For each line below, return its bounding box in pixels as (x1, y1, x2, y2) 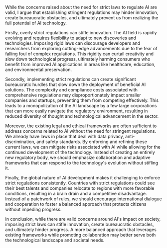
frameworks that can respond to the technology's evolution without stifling (5, 160, 159, 165)
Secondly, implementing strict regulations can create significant (5, 77, 136, 82)
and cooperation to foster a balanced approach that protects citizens (5, 201, 147, 207)
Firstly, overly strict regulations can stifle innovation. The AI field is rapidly (5, 30, 157, 35)
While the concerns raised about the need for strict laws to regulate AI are (5, 4, 157, 10)
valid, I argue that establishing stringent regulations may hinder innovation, (5, 9, 159, 15)
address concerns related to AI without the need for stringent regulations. (5, 128, 156, 134)
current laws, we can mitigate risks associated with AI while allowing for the (5, 144, 161, 150)
